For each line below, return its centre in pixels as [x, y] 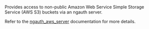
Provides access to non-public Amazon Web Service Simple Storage [74, 7]
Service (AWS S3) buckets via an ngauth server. [53, 12]
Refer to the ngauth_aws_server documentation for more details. [70, 22]
